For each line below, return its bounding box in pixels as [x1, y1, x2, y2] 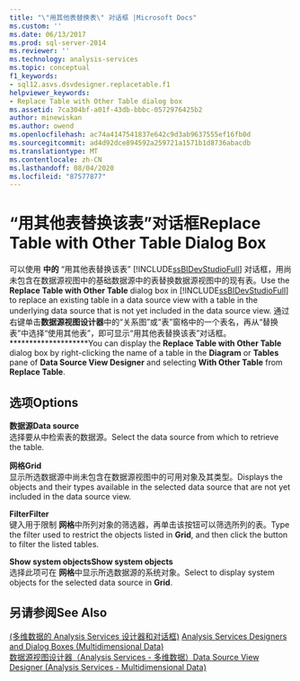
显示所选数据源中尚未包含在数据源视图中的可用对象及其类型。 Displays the [9, 472, 283, 482]
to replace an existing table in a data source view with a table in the [9, 295, 259, 305]
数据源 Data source [9, 420, 79, 431]
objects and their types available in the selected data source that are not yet [9, 482, 290, 492]
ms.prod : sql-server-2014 [9, 38, 106, 48]
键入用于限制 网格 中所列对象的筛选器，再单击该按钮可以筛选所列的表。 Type [9, 519, 290, 530]
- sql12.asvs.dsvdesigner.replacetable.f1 [9, 80, 171, 89]
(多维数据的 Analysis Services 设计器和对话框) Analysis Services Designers [9, 631, 287, 641]
